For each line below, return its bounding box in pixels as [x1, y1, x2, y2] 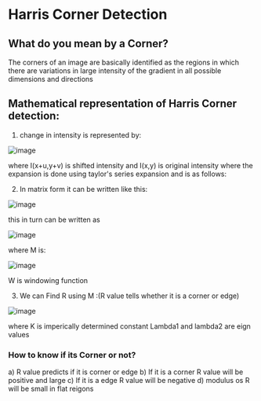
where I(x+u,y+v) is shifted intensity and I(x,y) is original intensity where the [8, 160, 253, 170]
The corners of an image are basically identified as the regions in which [8, 57, 240, 67]
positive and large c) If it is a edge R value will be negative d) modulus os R [8, 376, 250, 385]
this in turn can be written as [8, 215, 100, 224]
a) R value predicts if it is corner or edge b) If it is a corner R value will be [8, 367, 244, 377]
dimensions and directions [8, 75, 94, 83]
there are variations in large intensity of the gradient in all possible [8, 66, 222, 75]
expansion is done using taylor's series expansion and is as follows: [8, 169, 227, 178]
